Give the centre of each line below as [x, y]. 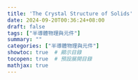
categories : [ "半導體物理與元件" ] [53, 46]
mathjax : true [28, 65]
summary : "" [25, 40]
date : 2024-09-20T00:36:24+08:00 [56, 20]
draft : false [26, 26]
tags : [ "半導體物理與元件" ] [44, 33]
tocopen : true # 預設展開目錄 [50, 59]
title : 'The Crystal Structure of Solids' [70, 14]
